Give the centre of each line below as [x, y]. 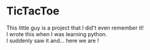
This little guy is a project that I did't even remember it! [75, 28]
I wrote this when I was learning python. [57, 34]
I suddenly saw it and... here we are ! [53, 40]
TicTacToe [33, 11]
